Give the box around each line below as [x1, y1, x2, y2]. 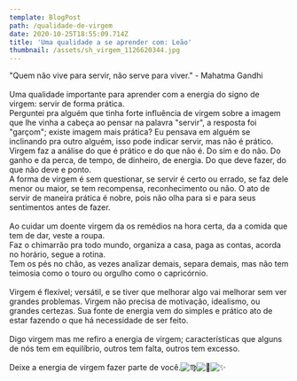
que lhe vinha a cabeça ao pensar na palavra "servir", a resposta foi [9, 117, 257, 128]
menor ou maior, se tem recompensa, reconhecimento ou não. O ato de [9, 183, 270, 194]
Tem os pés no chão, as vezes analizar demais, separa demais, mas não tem [9, 259, 289, 269]
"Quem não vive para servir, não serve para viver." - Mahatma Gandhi [9, 70, 263, 81]
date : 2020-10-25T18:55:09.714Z [9, 29, 129, 38]
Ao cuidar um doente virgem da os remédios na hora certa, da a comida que [9, 221, 288, 231]
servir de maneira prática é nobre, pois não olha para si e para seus [9, 192, 256, 204]
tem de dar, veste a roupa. [9, 230, 106, 241]
